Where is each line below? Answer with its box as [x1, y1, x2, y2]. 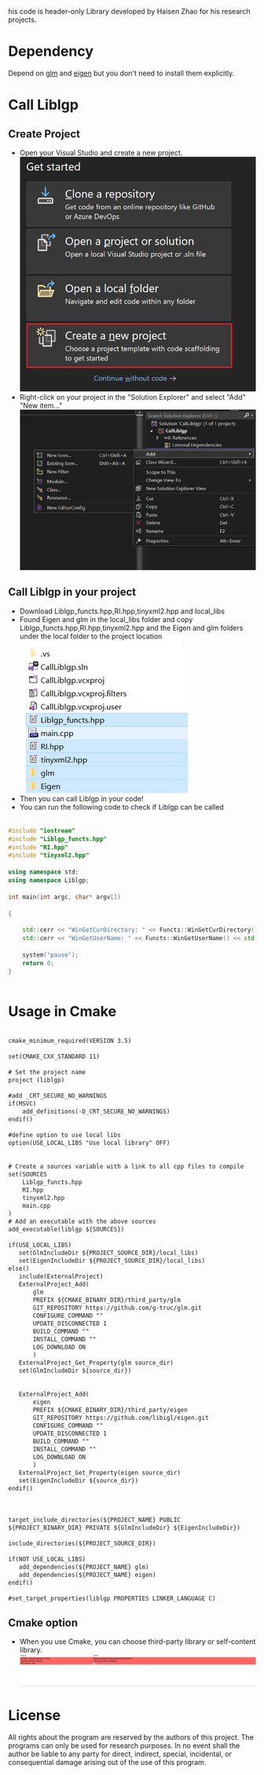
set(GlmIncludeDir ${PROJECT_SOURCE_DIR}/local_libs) [18, 1249, 199, 1257]
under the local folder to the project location [19, 631, 163, 641]
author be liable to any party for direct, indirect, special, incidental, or [8, 1749, 232, 1759]
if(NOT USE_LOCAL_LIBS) [8, 1555, 86, 1564]
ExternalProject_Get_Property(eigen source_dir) [18, 1469, 181, 1477]
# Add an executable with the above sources [8, 1217, 156, 1226]
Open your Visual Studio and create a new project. [19, 148, 183, 157]
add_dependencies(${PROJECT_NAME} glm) [18, 1563, 149, 1572]
